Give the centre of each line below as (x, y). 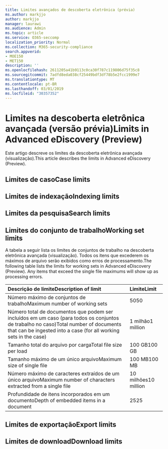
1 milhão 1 (141, 321)
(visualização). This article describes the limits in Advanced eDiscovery (78, 158)
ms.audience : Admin (25, 28)
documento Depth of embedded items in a (57, 401)
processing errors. (24, 277)
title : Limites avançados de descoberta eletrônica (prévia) (70, 10)
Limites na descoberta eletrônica (75, 118)
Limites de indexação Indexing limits (62, 197)
